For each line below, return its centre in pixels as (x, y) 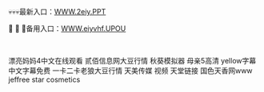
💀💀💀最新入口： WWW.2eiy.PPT (57, 11)
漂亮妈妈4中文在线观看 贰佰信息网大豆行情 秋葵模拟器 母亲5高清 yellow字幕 (132, 61)
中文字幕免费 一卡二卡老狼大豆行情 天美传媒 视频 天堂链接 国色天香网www (131, 71)
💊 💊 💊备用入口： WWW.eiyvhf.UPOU (67, 29)
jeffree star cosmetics (44, 79)
